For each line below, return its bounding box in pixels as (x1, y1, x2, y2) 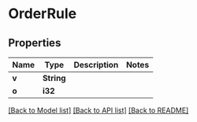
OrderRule (8, 5, 77, 23)
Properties (8, 36, 61, 50)
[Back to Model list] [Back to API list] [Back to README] (8, 105, 189, 115)
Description (73, 60, 119, 70)
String (42, 72, 66, 83)
